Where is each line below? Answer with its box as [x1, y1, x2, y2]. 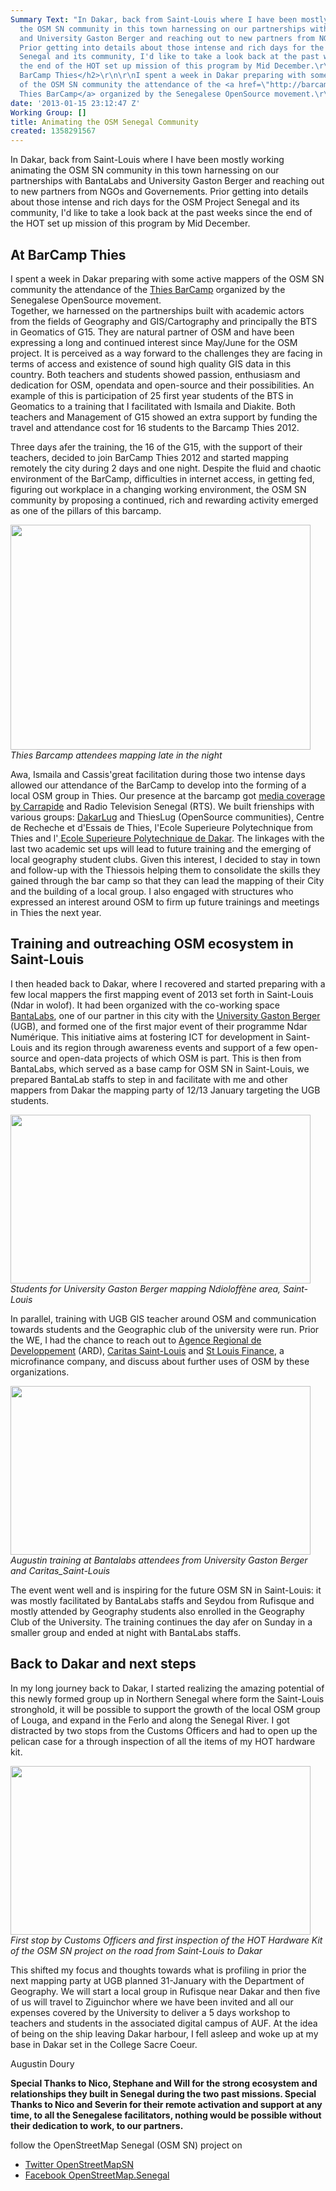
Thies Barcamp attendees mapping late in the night [10, 749, 223, 761]
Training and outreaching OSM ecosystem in [10, 936, 294, 953]
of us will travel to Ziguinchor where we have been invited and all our [10, 1996, 294, 2008]
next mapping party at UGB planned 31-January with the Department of [10, 1974, 305, 1986]
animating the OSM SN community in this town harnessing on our [10, 164, 280, 176]
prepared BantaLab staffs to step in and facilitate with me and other [10, 1073, 288, 1085]
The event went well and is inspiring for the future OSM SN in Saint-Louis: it [10, 1584, 322, 1596]
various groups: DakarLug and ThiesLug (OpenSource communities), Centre [10, 811, 325, 823]
